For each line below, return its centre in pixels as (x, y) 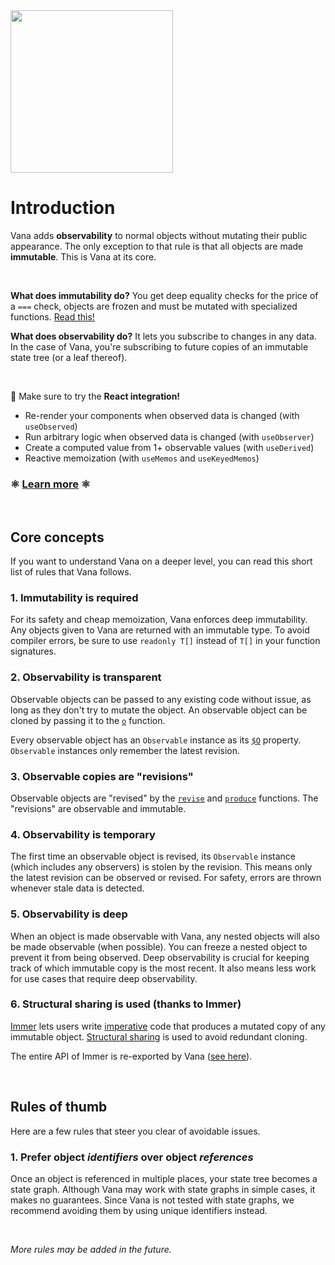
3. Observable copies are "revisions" (102, 776)
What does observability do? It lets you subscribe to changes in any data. (163, 336)
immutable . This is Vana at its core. (83, 256)
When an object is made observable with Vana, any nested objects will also (165, 936)
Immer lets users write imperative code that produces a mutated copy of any (168, 1026)
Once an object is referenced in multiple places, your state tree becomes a (164, 1178)
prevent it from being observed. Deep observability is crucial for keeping (160, 957)
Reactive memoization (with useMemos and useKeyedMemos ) (142, 458)
